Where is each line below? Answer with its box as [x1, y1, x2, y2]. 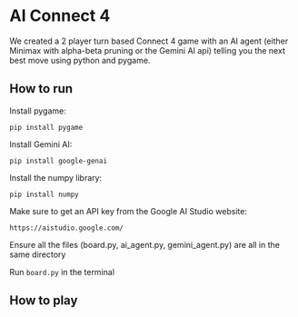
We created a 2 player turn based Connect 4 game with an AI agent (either [9, 35, 289, 46]
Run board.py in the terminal [9, 266, 115, 277]
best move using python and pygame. [9, 54, 151, 65]
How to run [9, 81, 74, 96]
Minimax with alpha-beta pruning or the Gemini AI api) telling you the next [9, 45, 286, 55]
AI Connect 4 [9, 5, 111, 26]
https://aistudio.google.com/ [9, 223, 124, 233]
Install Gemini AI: [9, 138, 73, 150]
